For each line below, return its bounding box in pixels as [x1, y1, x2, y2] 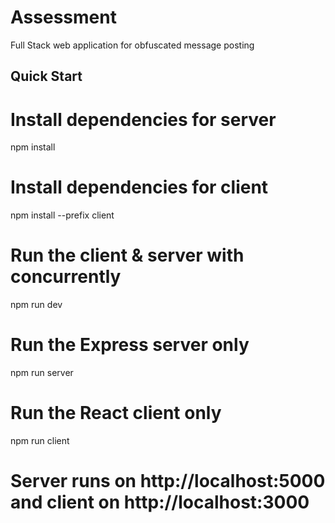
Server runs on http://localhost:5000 [10, 470, 326, 493]
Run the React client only [10, 402, 222, 425]
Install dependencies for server [10, 108, 277, 131]
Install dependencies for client [10, 176, 269, 199]
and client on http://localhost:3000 [10, 491, 310, 514]
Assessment [10, 6, 117, 29]
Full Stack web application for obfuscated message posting [10, 39, 255, 51]
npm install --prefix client [10, 209, 115, 221]
